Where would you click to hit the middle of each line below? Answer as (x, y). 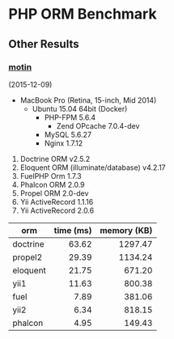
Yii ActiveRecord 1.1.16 (57, 201)
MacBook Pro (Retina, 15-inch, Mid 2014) (88, 100)
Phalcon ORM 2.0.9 (52, 184)
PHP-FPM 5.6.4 (70, 117)
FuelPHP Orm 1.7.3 (51, 176)
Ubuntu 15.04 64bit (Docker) (80, 108)
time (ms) (73, 230)
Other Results (44, 44)
